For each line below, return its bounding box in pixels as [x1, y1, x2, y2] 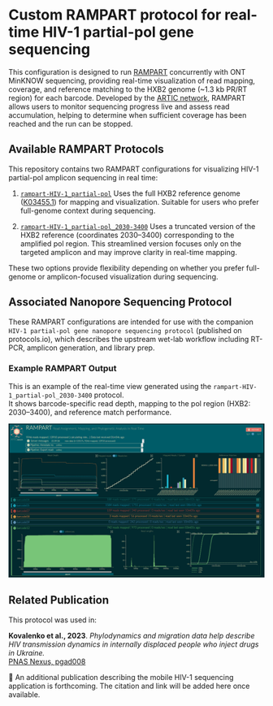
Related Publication [8, 593, 110, 607]
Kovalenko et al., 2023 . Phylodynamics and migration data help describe [8, 630, 255, 640]
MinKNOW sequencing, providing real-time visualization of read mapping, [8, 76, 256, 85]
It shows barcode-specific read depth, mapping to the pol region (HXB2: [8, 398, 251, 408]
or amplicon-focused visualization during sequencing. [37, 271, 219, 281]
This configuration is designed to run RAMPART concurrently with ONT [8, 67, 246, 76]
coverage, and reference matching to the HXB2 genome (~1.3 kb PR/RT [8, 84, 248, 94]
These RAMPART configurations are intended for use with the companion [8, 317, 254, 327]
